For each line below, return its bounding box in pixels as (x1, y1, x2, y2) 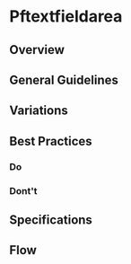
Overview (9, 42, 65, 57)
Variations (9, 103, 69, 119)
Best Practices (9, 133, 92, 149)
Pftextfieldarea (9, 6, 123, 27)
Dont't (9, 184, 38, 197)
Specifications (9, 212, 92, 227)
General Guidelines (9, 72, 118, 87)
